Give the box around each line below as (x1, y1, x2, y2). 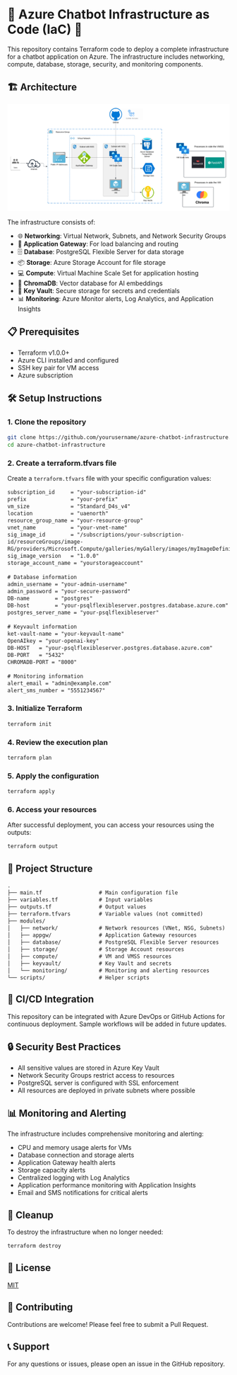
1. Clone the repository (7, 417, 87, 427)
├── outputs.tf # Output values (7, 903, 147, 911)
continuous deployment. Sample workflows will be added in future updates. (7, 1020, 227, 1028)
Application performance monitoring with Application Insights (17, 1181, 196, 1189)
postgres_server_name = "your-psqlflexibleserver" (7, 609, 159, 617)
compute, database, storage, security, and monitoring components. (7, 59, 203, 68)
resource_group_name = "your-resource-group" (7, 517, 143, 525)
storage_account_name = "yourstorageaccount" (7, 559, 143, 567)
